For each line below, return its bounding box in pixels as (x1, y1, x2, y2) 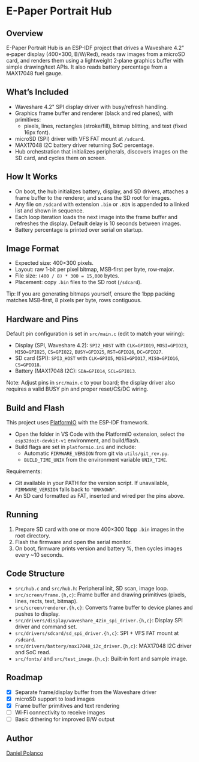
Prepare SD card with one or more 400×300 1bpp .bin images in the (14, 525, 185, 533)
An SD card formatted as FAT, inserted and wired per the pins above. (14, 492, 185, 500)
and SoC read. (14, 648, 51, 655)
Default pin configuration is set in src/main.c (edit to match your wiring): (6, 330, 185, 338)
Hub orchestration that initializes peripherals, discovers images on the (14, 147, 188, 155)
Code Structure (6, 569, 65, 579)
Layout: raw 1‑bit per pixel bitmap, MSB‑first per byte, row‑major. (14, 266, 175, 273)
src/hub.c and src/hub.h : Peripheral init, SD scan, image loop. (14, 584, 168, 592)
